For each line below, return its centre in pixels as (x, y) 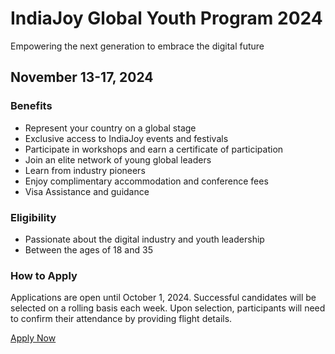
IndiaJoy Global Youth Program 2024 (166, 18)
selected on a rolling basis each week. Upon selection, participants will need (168, 308)
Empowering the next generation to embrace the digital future (137, 46)
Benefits (31, 106)
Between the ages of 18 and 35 (88, 249)
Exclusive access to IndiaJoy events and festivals (126, 138)
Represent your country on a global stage (110, 128)
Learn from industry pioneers (85, 170)
